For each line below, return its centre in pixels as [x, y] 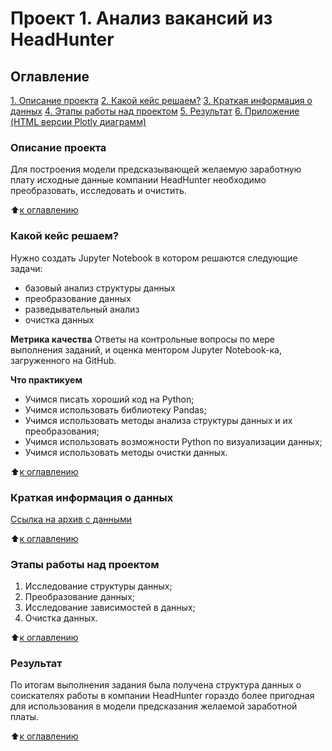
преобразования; [62, 431]
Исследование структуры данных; [98, 586]
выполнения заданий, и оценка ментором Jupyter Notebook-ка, [146, 349]
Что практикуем [46, 379]
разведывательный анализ [82, 309]
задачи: [26, 268]
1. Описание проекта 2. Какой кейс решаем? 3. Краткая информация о [161, 100]
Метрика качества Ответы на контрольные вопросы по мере [143, 339]
